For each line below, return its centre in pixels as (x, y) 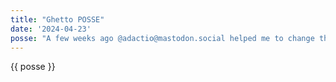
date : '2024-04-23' (51, 29)
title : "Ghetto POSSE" (57, 19)
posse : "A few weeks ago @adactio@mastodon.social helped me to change (162, 38)
